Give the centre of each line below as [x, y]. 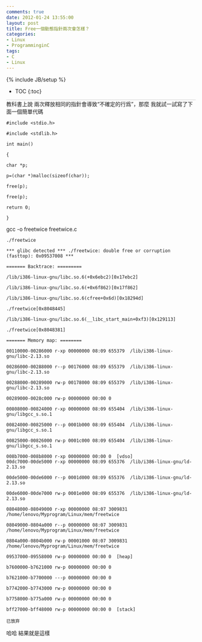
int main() [20, 144]
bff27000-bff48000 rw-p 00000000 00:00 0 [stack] [71, 609]
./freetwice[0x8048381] [36, 330]
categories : [21, 34]
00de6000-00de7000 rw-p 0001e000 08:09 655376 [66, 493]
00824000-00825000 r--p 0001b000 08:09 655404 [66, 425]
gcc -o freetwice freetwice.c [41, 229]
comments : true [25, 12]
